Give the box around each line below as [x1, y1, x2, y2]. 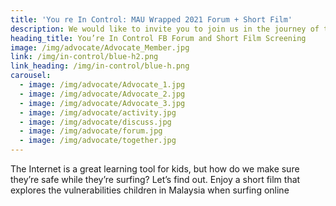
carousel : [10, 71, 52, 81]
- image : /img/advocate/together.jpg [19, 136, 177, 146]
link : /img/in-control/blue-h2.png [10, 52, 159, 62]
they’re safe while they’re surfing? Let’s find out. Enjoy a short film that [10, 174, 301, 185]
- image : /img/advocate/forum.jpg [19, 126, 163, 136]
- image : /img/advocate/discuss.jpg [19, 117, 172, 127]
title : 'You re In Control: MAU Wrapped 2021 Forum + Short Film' [10, 14, 293, 25]
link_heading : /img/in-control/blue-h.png [10, 61, 190, 71]
